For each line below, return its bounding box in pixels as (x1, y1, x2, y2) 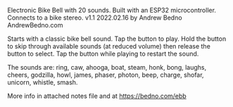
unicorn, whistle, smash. (7, 78, 78, 87)
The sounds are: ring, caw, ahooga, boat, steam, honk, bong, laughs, (7, 63, 206, 71)
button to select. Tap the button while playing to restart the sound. (7, 49, 199, 58)
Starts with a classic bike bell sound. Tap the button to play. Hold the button (7, 34, 227, 43)
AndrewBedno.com (7, 21, 63, 29)
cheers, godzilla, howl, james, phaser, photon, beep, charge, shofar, (7, 70, 204, 79)
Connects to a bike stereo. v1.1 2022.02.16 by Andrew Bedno (7, 13, 182, 22)
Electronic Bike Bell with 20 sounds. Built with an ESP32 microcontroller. (7, 6, 217, 14)
